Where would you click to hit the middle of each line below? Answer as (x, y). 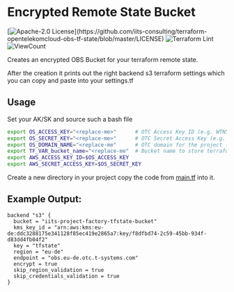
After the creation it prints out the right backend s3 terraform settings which (116, 73)
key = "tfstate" (37, 245)
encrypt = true (36, 264)
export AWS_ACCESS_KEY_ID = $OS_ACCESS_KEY (68, 158)
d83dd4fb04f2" (28, 240)
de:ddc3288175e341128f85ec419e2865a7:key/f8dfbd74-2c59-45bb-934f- (107, 234)
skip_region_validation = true (59, 270)
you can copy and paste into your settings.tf (70, 80)
